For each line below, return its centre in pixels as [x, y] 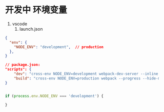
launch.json [31, 29]
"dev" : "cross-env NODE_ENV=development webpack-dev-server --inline [86, 74]
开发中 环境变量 [36, 10]
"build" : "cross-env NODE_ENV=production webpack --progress [77, 78]
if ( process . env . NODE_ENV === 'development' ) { [54, 96]
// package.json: [23, 65]
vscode [20, 24]
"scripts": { [18, 69]
